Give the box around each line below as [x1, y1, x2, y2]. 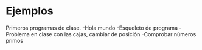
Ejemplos [5, 4, 54, 18]
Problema [5, 30, 30, 37]
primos [5, 37, 24, 44]
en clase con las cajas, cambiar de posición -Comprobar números [30, 30, 197, 37]
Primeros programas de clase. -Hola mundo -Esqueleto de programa [5, 24, 178, 31]
